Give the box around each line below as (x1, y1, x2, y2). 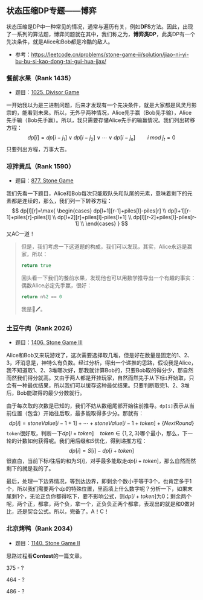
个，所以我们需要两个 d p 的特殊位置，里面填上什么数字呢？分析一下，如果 (6, 485, 188, 493)
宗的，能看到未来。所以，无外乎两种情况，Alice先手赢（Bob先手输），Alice (6, 109, 192, 116)
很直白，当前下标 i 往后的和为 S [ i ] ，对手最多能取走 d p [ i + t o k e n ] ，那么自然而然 (6, 458, 196, 465)
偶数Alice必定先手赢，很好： (21, 282, 92, 289)
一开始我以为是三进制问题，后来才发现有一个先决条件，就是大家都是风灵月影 (6, 101, 197, 109)
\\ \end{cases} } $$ (80, 220, 129, 228)
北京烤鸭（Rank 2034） (6, 525, 77, 533)
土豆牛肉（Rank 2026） (6, 324, 77, 332)
